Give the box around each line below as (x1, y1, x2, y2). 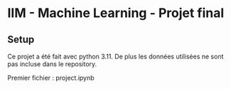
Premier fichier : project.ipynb (7, 73, 95, 82)
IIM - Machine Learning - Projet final (7, 5, 225, 21)
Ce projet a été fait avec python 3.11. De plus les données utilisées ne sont (7, 52, 224, 61)
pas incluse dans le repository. (7, 60, 97, 68)
